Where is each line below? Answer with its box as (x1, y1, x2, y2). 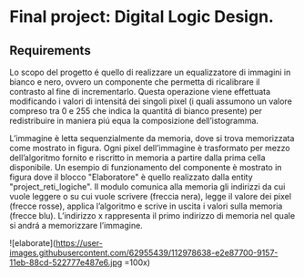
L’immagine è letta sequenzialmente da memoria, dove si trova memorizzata (9, 133, 295, 143)
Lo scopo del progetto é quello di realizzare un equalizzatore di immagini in (9, 67, 291, 77)
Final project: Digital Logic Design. (9, 6, 275, 27)
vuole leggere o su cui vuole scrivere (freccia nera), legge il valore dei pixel (9, 191, 292, 201)
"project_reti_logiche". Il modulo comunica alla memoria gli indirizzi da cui (9, 181, 286, 192)
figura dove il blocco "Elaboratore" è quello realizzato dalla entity (9, 171, 253, 182)
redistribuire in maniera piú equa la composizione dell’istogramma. (9, 116, 259, 126)
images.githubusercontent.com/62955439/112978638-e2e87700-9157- (9, 248, 279, 258)
